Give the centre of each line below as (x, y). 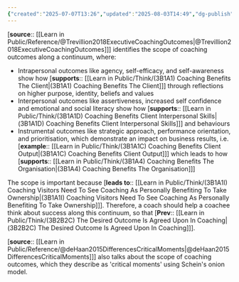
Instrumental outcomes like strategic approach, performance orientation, (124, 131)
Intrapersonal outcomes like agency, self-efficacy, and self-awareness (121, 70)
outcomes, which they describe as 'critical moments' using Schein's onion (116, 264)
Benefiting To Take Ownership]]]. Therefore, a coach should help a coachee (119, 205)
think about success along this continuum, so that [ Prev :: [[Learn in (106, 212)
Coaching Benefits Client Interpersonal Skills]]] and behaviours (138, 123)
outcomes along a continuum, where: (62, 57)
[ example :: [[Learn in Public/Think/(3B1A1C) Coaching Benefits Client (119, 146)
